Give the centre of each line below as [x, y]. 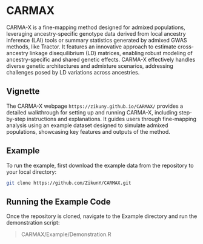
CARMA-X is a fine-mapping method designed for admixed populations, [96, 27]
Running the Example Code [58, 201]
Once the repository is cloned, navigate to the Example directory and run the [102, 216]
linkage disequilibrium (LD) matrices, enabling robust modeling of [111, 53]
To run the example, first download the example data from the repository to [100, 165]
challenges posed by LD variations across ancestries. [73, 72]
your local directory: [31, 172]
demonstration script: [33, 223]
